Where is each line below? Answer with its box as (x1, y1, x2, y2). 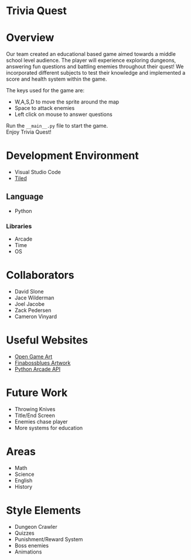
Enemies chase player (14, 418, 69, 425)
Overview (6, 31, 54, 45)
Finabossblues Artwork (14, 359, 71, 366)
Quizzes (14, 529, 35, 536)
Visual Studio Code (14, 169, 62, 176)
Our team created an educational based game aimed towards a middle (6, 51, 176, 58)
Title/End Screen (14, 412, 56, 419)
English (14, 476, 33, 484)
